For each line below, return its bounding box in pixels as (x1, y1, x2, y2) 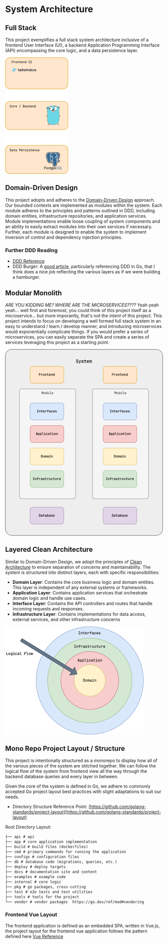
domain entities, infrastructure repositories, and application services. (5, 213, 147, 219)
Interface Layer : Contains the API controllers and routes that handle (12, 600, 152, 606)
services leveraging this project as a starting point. (5, 339, 109, 345)
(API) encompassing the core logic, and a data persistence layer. (5, 48, 138, 53)
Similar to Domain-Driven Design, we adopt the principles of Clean (5, 558, 142, 565)
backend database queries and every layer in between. (5, 773, 118, 779)
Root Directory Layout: (5, 824, 51, 830)
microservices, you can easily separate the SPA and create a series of (5, 334, 149, 340)
